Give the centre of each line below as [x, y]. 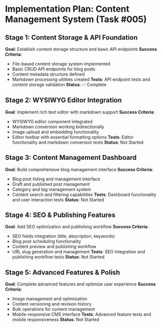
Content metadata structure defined [48, 74]
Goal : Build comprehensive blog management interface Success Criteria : [79, 169]
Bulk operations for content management [54, 309]
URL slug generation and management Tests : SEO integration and [79, 252]
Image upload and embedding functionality [56, 132]
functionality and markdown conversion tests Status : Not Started [78, 142]
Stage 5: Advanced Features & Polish [63, 272]
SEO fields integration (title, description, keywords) [63, 236]
